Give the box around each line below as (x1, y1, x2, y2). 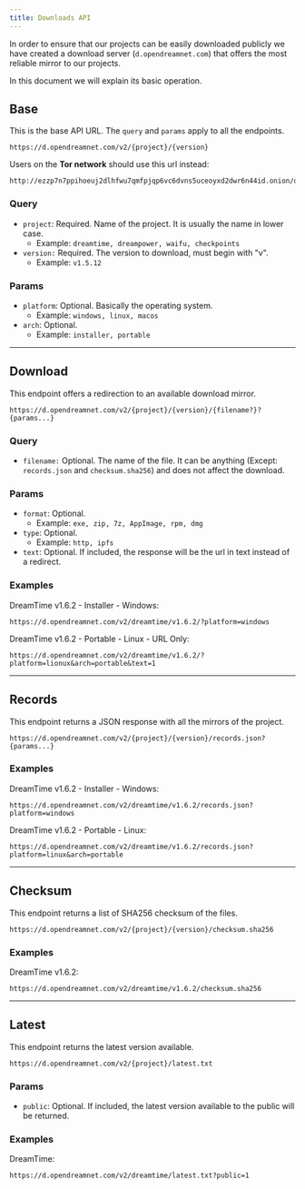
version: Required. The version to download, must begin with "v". (22, 247, 270, 258)
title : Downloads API (9, 13, 92, 23)
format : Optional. (22, 508, 86, 519)
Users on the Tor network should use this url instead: (9, 159, 210, 170)
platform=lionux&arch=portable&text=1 (9, 659, 156, 668)
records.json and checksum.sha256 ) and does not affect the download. (22, 465, 285, 476)
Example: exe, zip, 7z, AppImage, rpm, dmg (35, 518, 203, 529)
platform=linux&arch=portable (9, 850, 124, 859)
